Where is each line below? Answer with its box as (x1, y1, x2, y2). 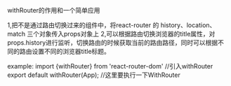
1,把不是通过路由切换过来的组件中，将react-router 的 (7, 21, 159, 29)
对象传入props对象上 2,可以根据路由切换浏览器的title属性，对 (39, 30, 216, 38)
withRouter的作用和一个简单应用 (7, 6, 100, 14)
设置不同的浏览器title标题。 (31, 48, 111, 55)
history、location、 (160, 21, 216, 29)
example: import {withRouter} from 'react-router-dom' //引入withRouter (7, 62, 213, 70)
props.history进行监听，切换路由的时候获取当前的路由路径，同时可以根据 (7, 38, 218, 47)
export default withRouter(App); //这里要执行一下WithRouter (7, 71, 180, 79)
